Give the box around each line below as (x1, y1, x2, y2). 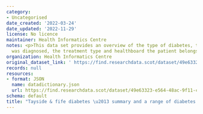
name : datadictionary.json (11, 82, 80, 88)
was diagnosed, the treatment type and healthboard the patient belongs (11, 48, 199, 54)
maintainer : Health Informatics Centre (6, 37, 107, 43)
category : (6, 8, 31, 15)
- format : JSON (6, 76, 45, 82)
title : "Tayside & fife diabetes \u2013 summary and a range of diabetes (6, 98, 196, 104)
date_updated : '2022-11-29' (6, 25, 77, 32)
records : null (6, 65, 42, 71)
